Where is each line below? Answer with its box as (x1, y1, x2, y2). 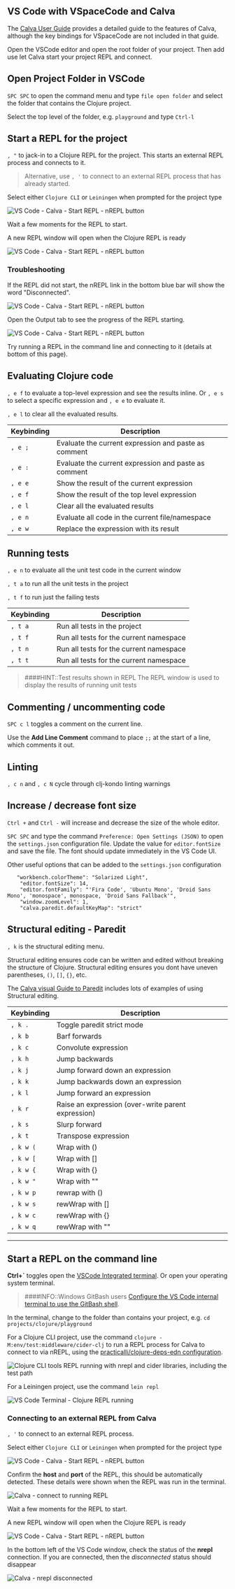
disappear (7, 1560, 36, 1569)
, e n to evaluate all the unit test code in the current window (7, 566, 182, 574)
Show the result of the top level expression (56, 490, 197, 499)
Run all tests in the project (56, 622, 142, 632)
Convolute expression (56, 1042, 128, 1052)
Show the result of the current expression (56, 478, 193, 488)
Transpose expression (56, 1131, 129, 1141)
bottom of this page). (7, 350, 68, 358)
